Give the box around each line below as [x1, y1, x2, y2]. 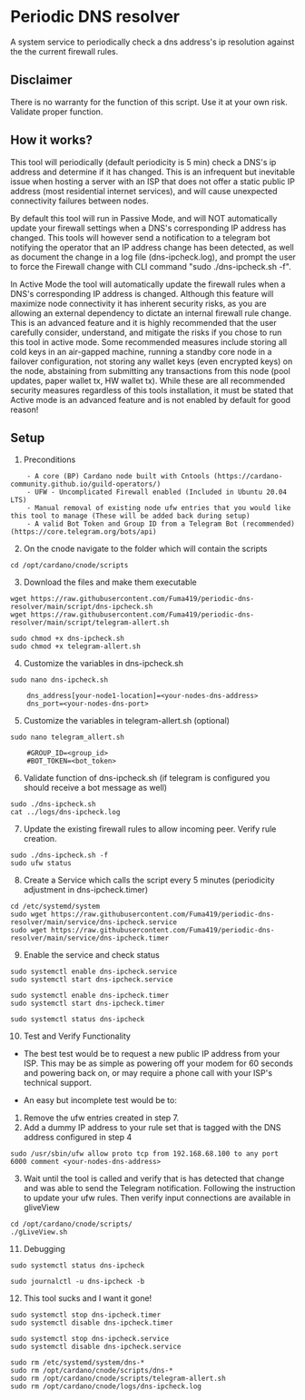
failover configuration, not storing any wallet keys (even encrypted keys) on [10, 356, 293, 367]
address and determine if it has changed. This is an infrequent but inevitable [10, 166, 296, 177]
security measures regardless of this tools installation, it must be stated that [10, 384, 294, 396]
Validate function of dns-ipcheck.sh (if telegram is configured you [23, 773, 271, 784]
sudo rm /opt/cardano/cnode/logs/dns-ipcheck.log [10, 1382, 202, 1391]
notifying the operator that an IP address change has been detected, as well [10, 242, 294, 252]
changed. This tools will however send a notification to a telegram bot [10, 232, 271, 242]
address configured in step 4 [23, 1132, 133, 1143]
